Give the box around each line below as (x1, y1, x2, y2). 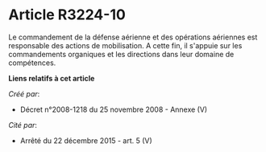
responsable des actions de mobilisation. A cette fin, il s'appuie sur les (8, 40, 243, 50)
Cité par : (8, 120, 38, 129)
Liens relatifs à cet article (8, 73, 95, 83)
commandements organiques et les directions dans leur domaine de (8, 49, 235, 59)
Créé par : (8, 88, 40, 98)
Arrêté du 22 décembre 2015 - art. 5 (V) (19, 135, 153, 146)
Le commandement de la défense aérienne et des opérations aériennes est (8, 32, 258, 42)
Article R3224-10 (8, 6, 127, 24)
